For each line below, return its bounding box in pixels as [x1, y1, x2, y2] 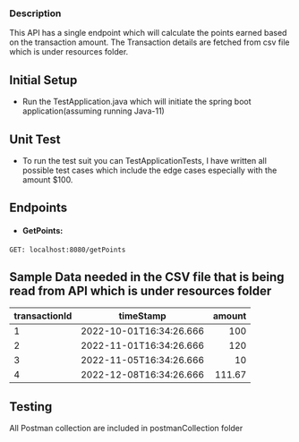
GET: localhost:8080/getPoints [9, 245, 126, 254]
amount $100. [21, 174, 73, 185]
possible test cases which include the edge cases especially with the [21, 165, 278, 175]
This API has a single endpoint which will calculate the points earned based [9, 28, 287, 38]
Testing [9, 399, 53, 414]
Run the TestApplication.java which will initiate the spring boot [21, 97, 252, 107]
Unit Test [9, 132, 61, 147]
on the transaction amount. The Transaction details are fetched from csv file [9, 37, 290, 47]
